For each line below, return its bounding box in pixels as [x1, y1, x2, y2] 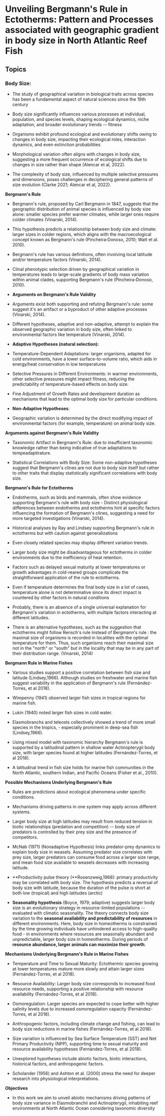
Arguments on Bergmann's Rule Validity [12, 291, 96, 297]
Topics [5, 65, 27, 74]
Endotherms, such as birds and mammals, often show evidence [12, 494, 141, 500]
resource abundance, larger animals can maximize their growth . [12, 941, 146, 947]
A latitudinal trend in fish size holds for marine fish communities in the [12, 764, 154, 770]
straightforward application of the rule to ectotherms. [12, 574, 120, 580]
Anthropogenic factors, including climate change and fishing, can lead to [12, 1020, 160, 1027]
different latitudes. [12, 614, 50, 620]
